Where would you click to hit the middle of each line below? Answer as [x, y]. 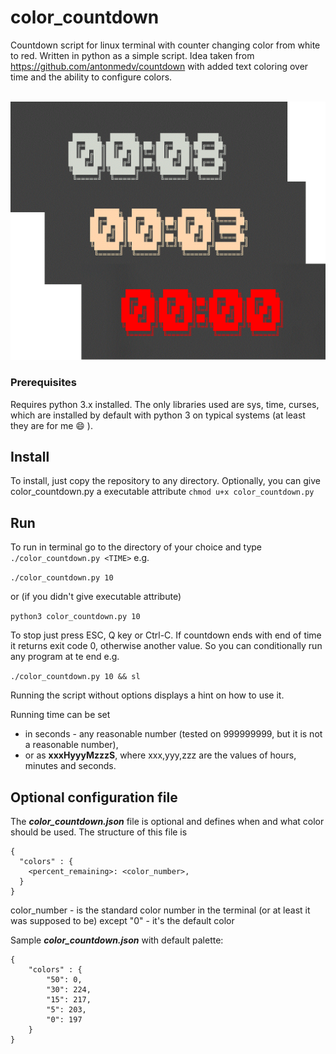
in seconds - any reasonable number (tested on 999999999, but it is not [173, 734]
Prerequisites [43, 383]
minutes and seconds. [70, 766]
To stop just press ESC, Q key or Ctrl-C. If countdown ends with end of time [166, 635]
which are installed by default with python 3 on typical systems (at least [158, 415]
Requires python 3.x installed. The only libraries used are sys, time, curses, [165, 404]
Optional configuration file [94, 797]
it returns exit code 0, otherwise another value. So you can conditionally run [166, 646]
